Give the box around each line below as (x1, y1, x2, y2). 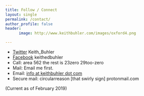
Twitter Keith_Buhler (12, 49, 54, 55)
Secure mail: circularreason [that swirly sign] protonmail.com (12, 76, 139, 81)
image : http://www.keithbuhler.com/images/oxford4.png (18, 31, 136, 36)
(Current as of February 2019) (5, 85, 67, 91)
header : (5, 26, 22, 31)
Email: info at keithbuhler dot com (12, 70, 83, 76)
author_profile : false (5, 21, 53, 27)
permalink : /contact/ (5, 17, 51, 22)
